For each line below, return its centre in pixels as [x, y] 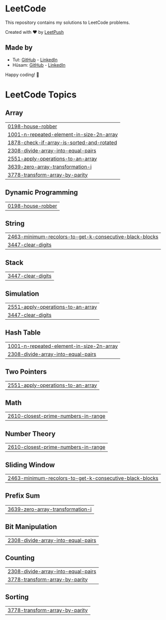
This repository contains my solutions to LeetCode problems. [68, 22]
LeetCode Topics [41, 94]
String [15, 223]
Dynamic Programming [41, 193]
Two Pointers [26, 372]
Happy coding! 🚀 [22, 75]
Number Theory [30, 434]
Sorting [17, 597]
